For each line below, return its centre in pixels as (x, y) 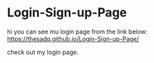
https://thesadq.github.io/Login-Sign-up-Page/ (73, 38)
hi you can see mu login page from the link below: (77, 32)
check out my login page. (43, 52)
